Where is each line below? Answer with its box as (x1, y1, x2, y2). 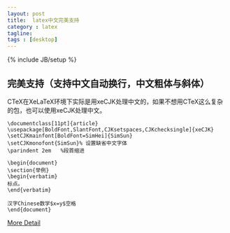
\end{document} (7, 206, 52, 213)
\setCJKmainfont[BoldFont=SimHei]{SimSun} (7, 132, 133, 139)
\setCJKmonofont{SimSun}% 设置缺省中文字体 (7, 139, 128, 147)
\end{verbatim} (7, 186, 52, 193)
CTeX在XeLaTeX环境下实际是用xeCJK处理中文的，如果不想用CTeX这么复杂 (7, 97, 224, 106)
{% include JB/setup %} (7, 55, 77, 64)
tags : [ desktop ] (7, 36, 58, 43)
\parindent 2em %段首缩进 (7, 147, 85, 154)
